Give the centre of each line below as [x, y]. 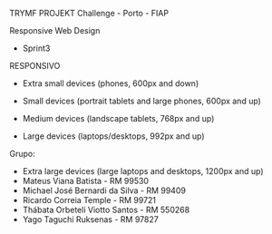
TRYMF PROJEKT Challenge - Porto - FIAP [89, 13]
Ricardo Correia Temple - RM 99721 [89, 200]
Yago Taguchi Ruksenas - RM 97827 [90, 219]
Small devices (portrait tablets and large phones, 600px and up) [141, 101]
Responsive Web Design [55, 30]
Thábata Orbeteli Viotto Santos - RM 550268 [106, 210]
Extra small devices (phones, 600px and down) [111, 83]
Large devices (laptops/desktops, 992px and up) [114, 136]
